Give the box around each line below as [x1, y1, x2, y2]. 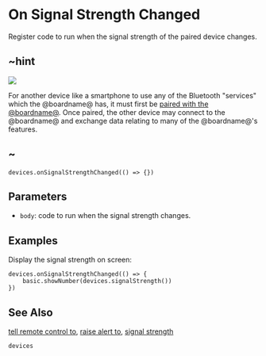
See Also [8, 305, 53, 319]
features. [8, 124, 38, 134]
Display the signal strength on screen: [8, 255, 133, 265]
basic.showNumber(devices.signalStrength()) [22, 278, 172, 285]
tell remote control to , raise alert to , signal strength [8, 327, 174, 336]
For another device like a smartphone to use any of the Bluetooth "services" [8, 90, 256, 100]
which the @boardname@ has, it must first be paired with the [8, 99, 209, 109]
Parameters [8, 189, 67, 203]
